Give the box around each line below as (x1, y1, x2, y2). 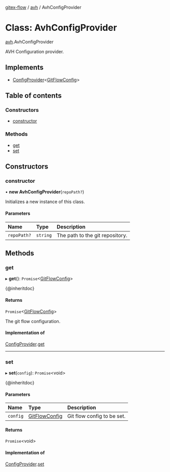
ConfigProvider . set (5, 461, 45, 467)
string (36, 232, 52, 238)
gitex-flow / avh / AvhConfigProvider (5, 5, 82, 10)
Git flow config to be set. (67, 413, 125, 420)
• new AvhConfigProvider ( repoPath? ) (5, 189, 84, 195)
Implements (5, 63, 44, 72)
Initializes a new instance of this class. (5, 199, 85, 205)
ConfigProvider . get (5, 341, 45, 347)
